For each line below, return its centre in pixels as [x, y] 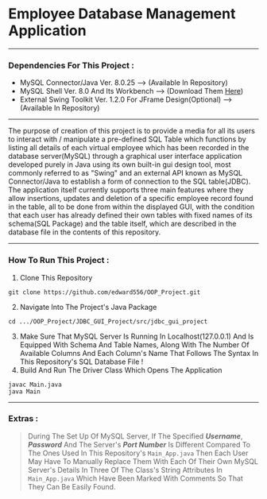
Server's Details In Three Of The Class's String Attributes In [125, 470]
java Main [25, 391]
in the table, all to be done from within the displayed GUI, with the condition [132, 207]
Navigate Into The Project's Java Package [88, 307]
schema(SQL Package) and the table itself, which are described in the [122, 224]
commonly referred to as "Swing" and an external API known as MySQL [126, 173]
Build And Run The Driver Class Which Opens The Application [121, 369]
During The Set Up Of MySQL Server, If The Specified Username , [135, 436]
